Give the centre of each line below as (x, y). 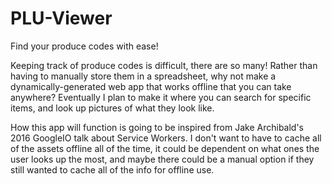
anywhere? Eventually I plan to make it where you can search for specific (161, 97)
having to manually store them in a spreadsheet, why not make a (143, 76)
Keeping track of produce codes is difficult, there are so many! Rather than (164, 65)
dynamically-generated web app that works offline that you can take (151, 86)
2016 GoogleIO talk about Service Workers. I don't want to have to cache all (166, 138)
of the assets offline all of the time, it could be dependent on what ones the (165, 148)
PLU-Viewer (61, 18)
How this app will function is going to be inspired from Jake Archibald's (157, 127)
